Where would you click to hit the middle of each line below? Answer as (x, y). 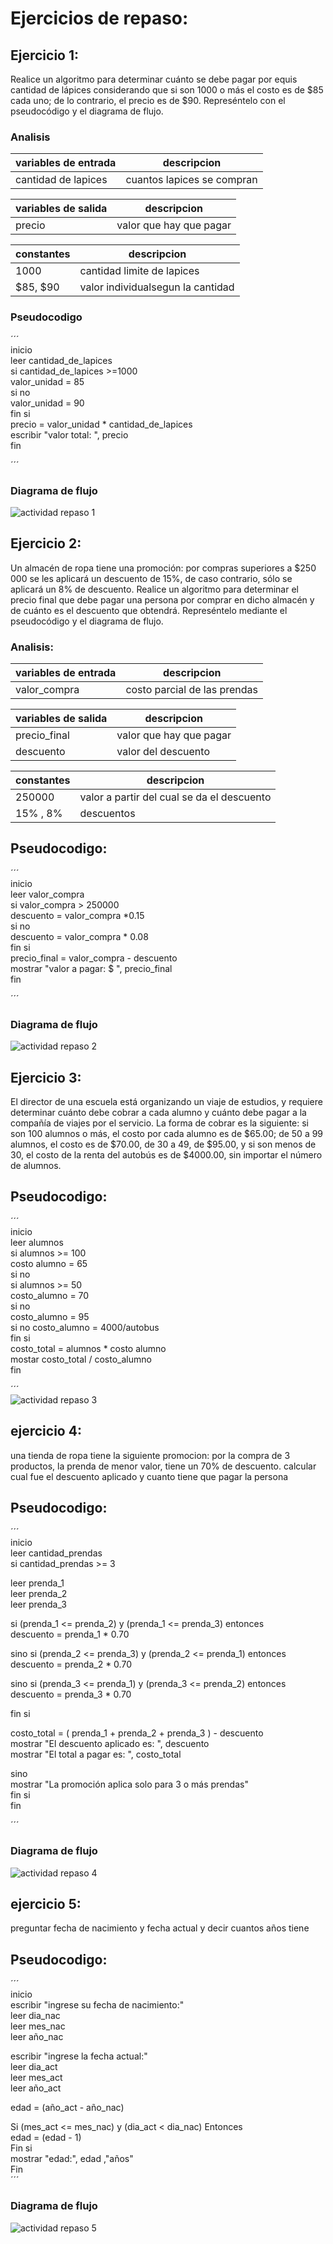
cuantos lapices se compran (191, 180)
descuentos (107, 813)
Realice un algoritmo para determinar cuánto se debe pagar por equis (154, 79)
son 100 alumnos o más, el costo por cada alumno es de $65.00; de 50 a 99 (167, 1133)
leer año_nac (37, 2037)
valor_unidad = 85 (47, 381)
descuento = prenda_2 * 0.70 (71, 1664)
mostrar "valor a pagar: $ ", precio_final (91, 968)
